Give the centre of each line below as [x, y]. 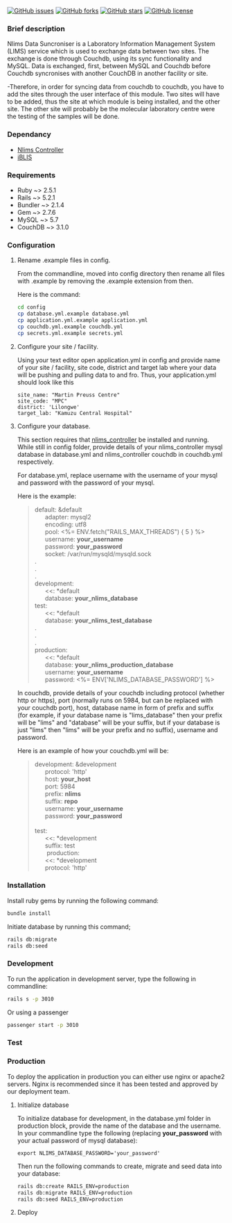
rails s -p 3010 [30, 999]
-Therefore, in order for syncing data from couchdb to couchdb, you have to [116, 87]
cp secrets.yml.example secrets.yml [70, 333]
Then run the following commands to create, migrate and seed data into [119, 1166]
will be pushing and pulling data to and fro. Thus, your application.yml [117, 375]
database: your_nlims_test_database [98, 620]
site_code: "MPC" [42, 401]
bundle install [29, 913]
